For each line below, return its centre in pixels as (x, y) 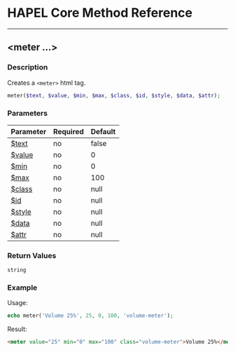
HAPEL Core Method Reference (100, 13)
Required (68, 131)
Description (28, 67)
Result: (17, 329)
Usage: (17, 303)
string (17, 270)
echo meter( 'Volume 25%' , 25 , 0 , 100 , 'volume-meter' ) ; (90, 316)
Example (22, 287)
